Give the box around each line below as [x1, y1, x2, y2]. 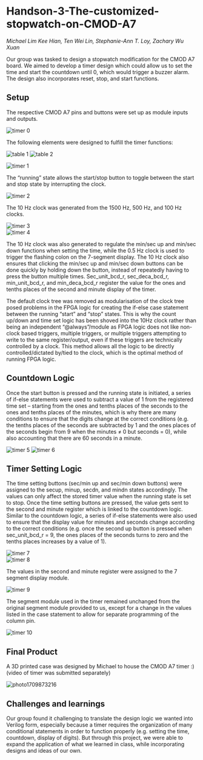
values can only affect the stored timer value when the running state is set [6, 493, 191, 500]
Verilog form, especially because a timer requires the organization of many [6, 721, 193, 728]
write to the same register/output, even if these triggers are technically [6, 336, 183, 343]
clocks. [6, 210, 24, 217]
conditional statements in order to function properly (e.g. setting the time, [6, 728, 190, 734]
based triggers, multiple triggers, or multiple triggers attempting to [21, 329, 187, 337]
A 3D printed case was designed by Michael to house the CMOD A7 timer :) [6, 663, 195, 670]
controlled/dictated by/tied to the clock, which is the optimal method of [6, 349, 184, 356]
